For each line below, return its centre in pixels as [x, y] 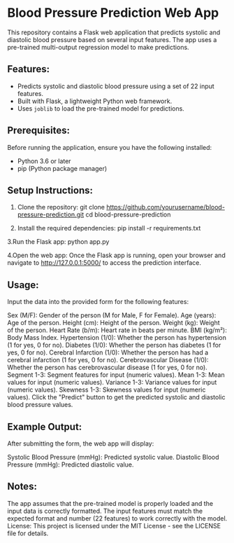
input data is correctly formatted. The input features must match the [105, 511]
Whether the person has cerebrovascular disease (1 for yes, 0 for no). [107, 367]
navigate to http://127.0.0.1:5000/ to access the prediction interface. [104, 263]
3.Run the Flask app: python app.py [58, 242]
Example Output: [45, 426]
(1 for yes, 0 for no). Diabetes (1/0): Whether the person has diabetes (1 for [114, 345]
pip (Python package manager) [62, 168]
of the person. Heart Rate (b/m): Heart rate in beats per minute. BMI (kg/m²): [117, 330]
